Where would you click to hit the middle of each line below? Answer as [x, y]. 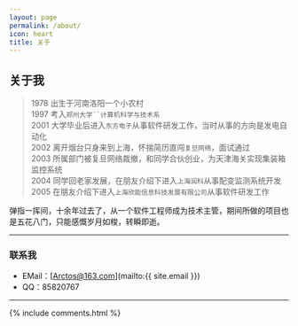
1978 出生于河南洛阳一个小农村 [87, 104]
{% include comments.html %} [65, 313]
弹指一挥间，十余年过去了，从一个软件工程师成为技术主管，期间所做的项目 [145, 211]
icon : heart [31, 34]
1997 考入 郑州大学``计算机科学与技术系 [95, 114]
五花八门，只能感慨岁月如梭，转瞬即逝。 [90, 221]
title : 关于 [30, 42]
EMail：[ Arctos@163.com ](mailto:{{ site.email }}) [111, 276]
